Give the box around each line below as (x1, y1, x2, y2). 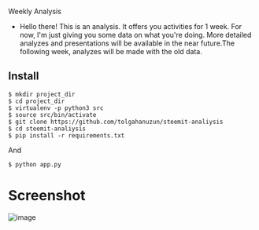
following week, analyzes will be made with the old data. (19, 47, 202, 56)
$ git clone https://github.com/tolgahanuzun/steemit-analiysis (8, 118, 224, 126)
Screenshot (8, 187, 86, 204)
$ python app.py (8, 160, 61, 168)
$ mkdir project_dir (8, 90, 76, 98)
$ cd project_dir (8, 97, 65, 105)
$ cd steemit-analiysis (8, 125, 87, 133)
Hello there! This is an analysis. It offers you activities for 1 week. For (19, 22, 242, 31)
